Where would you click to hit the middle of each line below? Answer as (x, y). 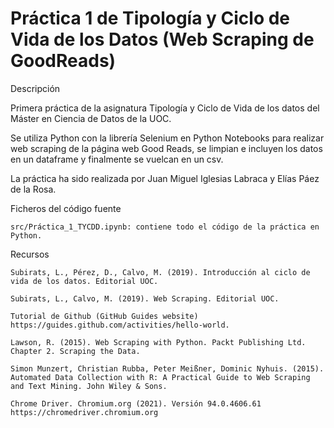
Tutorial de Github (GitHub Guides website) (104, 316)
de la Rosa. (33, 189)
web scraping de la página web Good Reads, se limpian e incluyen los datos (166, 148)
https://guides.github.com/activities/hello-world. (120, 325)
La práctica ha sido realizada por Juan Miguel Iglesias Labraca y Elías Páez (165, 178)
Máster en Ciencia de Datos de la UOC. (91, 118)
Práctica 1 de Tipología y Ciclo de (150, 18)
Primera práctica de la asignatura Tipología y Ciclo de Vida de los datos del (165, 108)
